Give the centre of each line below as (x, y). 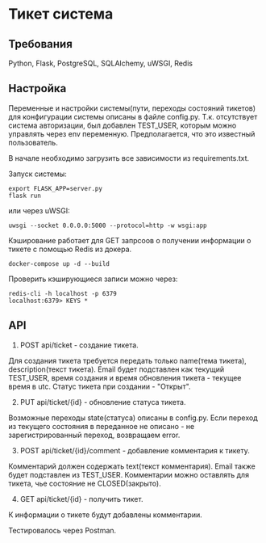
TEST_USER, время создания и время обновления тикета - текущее (125, 377)
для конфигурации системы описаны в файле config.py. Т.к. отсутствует (133, 116)
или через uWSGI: (39, 210)
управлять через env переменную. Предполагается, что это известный (132, 133)
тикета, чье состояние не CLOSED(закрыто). (85, 483)
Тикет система (61, 14)
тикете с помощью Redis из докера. (70, 249)
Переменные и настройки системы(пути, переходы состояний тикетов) (132, 108)
